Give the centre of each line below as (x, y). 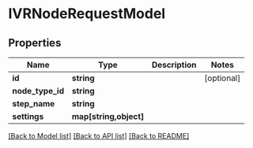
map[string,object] (108, 117)
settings (28, 117)
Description (174, 65)
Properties (35, 43)
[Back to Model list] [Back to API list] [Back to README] (99, 136)
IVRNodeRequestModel (87, 14)
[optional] (223, 78)
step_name (34, 104)
